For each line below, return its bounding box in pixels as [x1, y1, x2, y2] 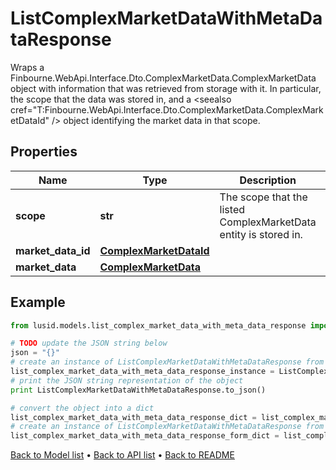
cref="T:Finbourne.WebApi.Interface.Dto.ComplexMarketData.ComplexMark [10, 103, 324, 116]
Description [239, 173, 297, 187]
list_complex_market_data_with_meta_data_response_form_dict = [10, 431, 280, 441]
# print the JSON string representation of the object [10, 375, 244, 386]
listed [219, 202, 246, 216]
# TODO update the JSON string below [10, 338, 168, 349]
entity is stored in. [219, 227, 303, 241]
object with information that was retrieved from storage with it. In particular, [10, 82, 322, 94]
